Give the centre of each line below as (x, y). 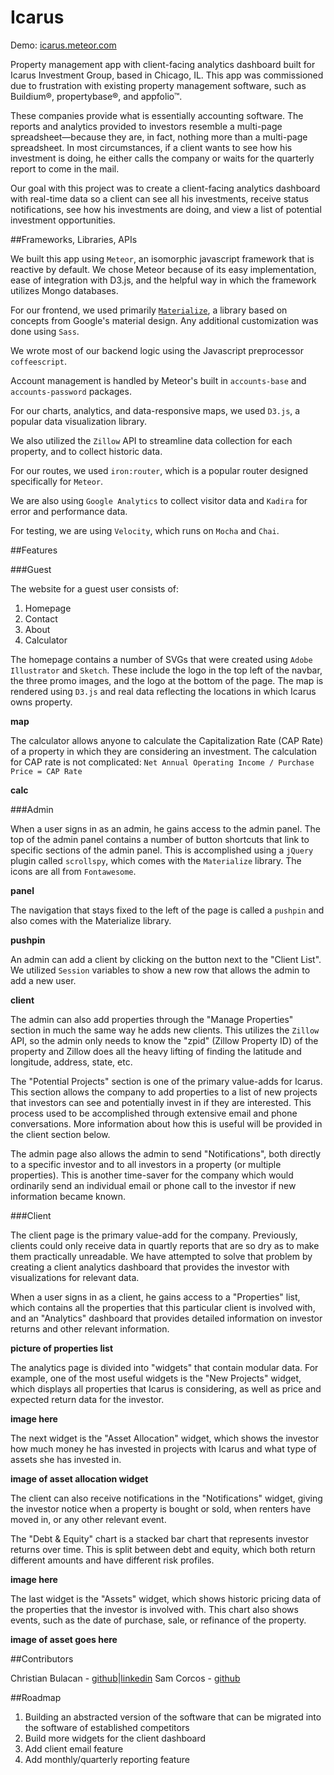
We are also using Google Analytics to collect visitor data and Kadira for (159, 500)
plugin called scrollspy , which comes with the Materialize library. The (156, 860)
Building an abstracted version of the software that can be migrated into (173, 1717)
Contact (41, 618)
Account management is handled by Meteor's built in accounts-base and (158, 380)
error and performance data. (69, 511)
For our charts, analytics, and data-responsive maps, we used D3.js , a (155, 410)
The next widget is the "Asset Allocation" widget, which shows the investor (165, 1438)
